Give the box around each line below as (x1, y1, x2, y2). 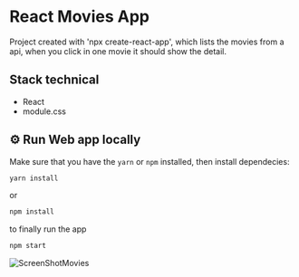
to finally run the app (9, 224, 87, 234)
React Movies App (9, 6, 149, 27)
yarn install (9, 174, 59, 183)
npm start (9, 242, 47, 251)
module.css (22, 106, 66, 117)
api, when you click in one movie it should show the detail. (9, 45, 227, 56)
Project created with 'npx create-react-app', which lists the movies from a (9, 36, 285, 47)
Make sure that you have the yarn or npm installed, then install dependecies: (9, 156, 290, 167)
